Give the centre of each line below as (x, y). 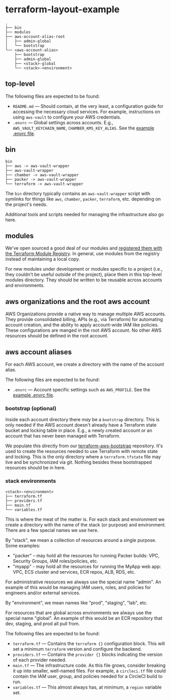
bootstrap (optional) (31, 408)
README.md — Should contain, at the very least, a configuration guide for (88, 106)
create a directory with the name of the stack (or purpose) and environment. (86, 524)
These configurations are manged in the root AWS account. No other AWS (83, 330)
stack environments (31, 481)
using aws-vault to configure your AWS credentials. (67, 117)
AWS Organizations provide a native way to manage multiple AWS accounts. (86, 314)
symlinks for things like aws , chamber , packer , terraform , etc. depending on (83, 199)
